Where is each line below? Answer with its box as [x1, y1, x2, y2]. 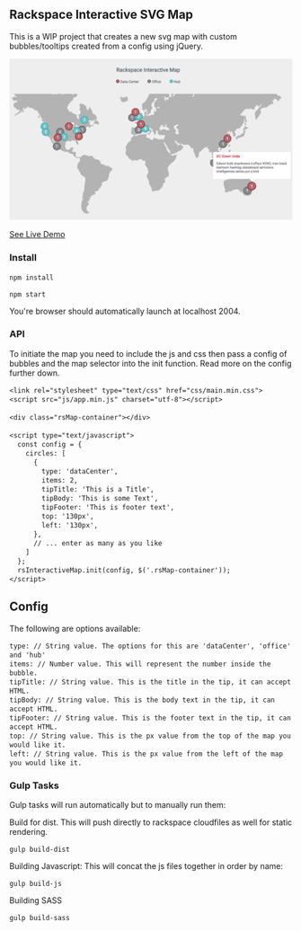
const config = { [17, 439, 83, 448]
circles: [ [25, 448, 66, 457]
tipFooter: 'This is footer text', [41, 502, 175, 511]
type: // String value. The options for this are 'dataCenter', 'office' [9, 642, 292, 651]
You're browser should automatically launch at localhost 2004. [9, 306, 241, 316]
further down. [9, 368, 60, 378]
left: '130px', [41, 520, 99, 529]
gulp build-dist [9, 845, 70, 854]
